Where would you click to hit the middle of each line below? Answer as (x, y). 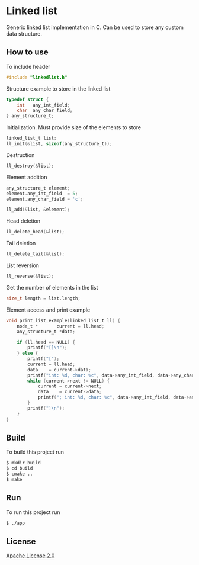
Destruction (20, 155)
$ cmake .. (20, 474)
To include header (28, 66)
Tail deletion (21, 243)
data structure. (24, 33)
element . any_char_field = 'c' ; (45, 199)
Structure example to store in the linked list (58, 89)
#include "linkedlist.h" (37, 77)
